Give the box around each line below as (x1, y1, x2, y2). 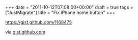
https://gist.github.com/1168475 (5, 19, 72, 25)
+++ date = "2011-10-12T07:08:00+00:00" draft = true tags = (5, 4, 133, 10)
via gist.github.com (5, 29, 46, 34)
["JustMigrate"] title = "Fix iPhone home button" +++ (5, 9, 116, 15)
